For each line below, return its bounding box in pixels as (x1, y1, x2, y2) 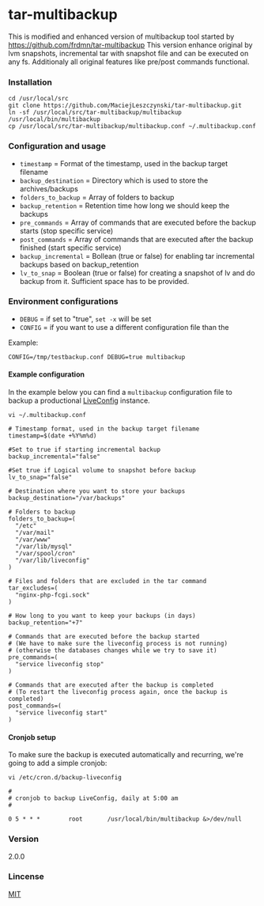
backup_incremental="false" (8, 453, 101, 461)
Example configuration (8, 370, 85, 379)
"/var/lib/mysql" (15, 543, 73, 551)
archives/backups (19, 184, 79, 193)
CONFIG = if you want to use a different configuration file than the (19, 322, 229, 332)
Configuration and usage (8, 141, 107, 152)
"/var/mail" (15, 529, 55, 537)
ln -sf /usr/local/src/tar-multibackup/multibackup (8, 108, 182, 116)
